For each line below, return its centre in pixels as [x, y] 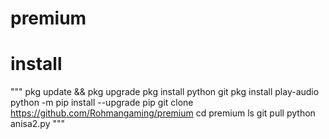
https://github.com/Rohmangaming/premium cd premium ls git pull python [163, 113]
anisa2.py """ [38, 124]
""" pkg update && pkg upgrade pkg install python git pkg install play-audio [165, 92]
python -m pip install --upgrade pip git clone [102, 103]
